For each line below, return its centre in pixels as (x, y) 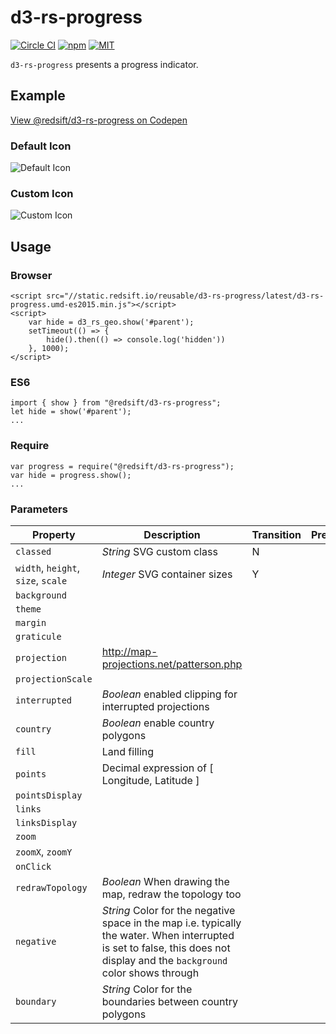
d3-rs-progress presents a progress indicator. (104, 64)
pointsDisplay (49, 795)
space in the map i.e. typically (171, 923)
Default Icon (41, 146)
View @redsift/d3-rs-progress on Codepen (99, 120)
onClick (33, 866)
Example (38, 96)
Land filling (128, 751)
